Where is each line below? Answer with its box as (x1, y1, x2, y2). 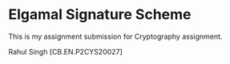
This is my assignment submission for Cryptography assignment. (8, 32, 223, 41)
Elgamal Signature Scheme (8, 6, 192, 24)
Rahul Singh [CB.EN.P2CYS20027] (8, 47, 123, 56)
